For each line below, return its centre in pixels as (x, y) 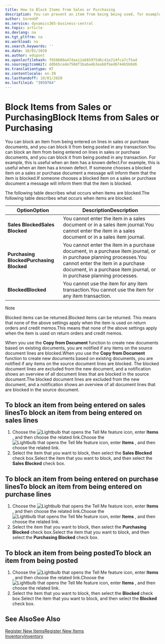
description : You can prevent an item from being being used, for (74, 14)
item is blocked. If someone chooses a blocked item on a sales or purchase (81, 178)
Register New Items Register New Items (45, 631)
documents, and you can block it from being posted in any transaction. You (80, 147)
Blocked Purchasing (31, 260)
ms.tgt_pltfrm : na (24, 37)
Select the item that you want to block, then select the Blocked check (82, 593)
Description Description (110, 210)
